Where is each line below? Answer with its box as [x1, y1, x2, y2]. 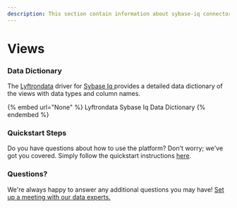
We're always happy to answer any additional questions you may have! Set [7, 185, 224, 194]
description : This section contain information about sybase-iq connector [7, 10, 232, 18]
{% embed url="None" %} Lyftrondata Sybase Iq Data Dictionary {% [7, 103, 206, 111]
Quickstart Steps [7, 128, 67, 138]
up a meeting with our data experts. [7, 192, 111, 201]
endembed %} [7, 111, 49, 119]
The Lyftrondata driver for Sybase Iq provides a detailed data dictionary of [7, 82, 224, 90]
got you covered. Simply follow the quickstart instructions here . [7, 152, 192, 160]
